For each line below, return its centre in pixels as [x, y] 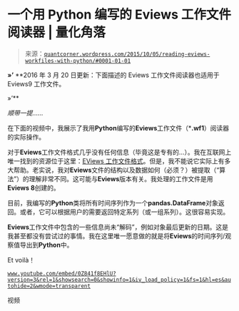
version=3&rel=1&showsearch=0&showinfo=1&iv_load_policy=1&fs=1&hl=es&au [119, 280]
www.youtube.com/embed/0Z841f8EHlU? [62, 273]
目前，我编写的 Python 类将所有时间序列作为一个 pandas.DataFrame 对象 [113, 203]
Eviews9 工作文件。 [36, 83]
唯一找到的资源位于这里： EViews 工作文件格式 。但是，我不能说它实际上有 [116, 160]
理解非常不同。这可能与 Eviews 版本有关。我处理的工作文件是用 [121, 178]
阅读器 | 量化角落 [56, 32]
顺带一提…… [26, 113]
